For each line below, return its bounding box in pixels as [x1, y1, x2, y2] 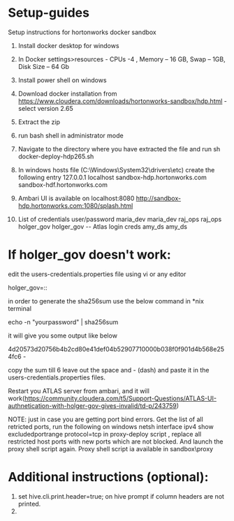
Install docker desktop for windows [17, 41, 119, 50]
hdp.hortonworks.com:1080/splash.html [17, 201, 133, 210]
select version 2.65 [17, 104, 74, 112]
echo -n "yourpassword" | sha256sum [8, 317, 119, 326]
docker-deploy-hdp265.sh [17, 152, 94, 160]
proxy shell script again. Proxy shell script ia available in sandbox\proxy [8, 444, 214, 453]
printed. [17, 499, 41, 508]
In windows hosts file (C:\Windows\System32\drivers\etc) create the [17, 165, 215, 174]
